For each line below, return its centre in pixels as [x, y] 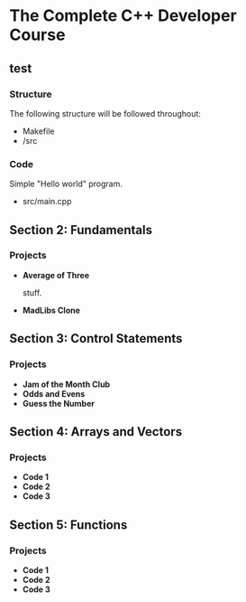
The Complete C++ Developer [123, 16]
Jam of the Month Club [66, 384]
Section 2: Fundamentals [81, 230]
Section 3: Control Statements [96, 339]
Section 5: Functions [68, 525]
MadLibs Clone [51, 310]
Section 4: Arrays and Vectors [96, 432]
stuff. [32, 292]
